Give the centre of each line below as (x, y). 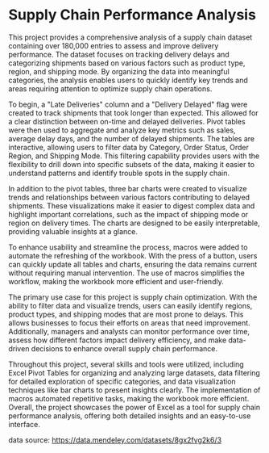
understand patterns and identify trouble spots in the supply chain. (119, 173)
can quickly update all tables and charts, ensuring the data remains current (133, 264)
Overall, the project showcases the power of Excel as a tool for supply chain (134, 407)
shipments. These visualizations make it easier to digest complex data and (132, 206)
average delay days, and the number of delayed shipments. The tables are (132, 138)
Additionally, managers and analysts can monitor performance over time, (129, 331)
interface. (24, 424)
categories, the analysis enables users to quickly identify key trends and (128, 80)
